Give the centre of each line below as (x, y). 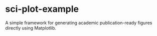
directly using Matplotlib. (31, 28)
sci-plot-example (42, 9)
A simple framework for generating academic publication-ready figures (79, 23)
